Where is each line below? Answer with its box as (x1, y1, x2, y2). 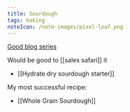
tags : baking (7, 17, 45, 24)
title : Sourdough (7, 10, 58, 17)
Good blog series (7, 43, 57, 51)
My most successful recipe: (7, 83, 87, 92)
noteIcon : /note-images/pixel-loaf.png (7, 23, 124, 30)
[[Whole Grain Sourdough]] (17, 97, 96, 105)
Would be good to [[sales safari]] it (7, 56, 108, 64)
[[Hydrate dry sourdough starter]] (17, 69, 115, 78)
